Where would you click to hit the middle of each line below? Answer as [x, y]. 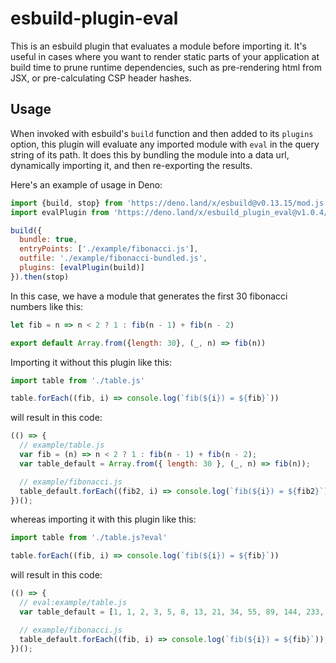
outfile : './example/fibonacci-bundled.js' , [113, 258]
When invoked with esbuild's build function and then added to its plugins [162, 133]
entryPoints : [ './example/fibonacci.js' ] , [109, 249]
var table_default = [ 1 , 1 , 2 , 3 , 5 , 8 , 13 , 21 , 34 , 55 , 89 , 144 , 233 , [172, 612]
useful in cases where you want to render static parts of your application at [165, 56]
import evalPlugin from [60, 212]
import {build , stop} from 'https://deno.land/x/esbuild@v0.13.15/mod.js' [169, 203]
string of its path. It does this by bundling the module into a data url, [150, 154]
